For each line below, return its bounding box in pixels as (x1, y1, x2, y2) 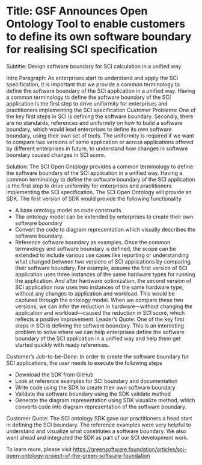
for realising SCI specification (6, 43, 158, 57)
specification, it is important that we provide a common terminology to (6, 80, 180, 88)
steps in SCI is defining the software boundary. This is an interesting (14, 321, 185, 329)
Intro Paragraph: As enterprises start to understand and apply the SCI (6, 74, 179, 81)
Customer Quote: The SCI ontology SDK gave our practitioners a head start (6, 414, 192, 422)
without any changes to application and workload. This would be (14, 289, 176, 297)
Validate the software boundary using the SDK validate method (14, 390, 171, 397)
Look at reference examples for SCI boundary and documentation (14, 377, 178, 384)
